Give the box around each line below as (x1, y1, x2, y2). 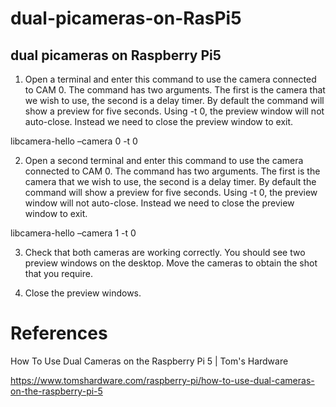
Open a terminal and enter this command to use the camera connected (24, 73, 317, 85)
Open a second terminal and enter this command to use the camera (24, 155, 304, 166)
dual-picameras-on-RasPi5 (10, 7, 242, 30)
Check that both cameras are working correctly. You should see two (24, 247, 306, 258)
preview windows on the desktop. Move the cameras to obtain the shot (24, 257, 318, 269)
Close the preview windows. (24, 287, 142, 299)
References (10, 322, 108, 345)
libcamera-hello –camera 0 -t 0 (10, 135, 138, 147)
